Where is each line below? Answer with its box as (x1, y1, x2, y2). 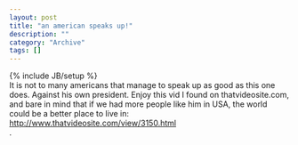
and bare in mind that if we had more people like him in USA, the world (9, 99, 268, 109)
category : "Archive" (9, 37, 86, 47)
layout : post (9, 12, 58, 22)
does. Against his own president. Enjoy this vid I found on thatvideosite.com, (9, 90, 290, 101)
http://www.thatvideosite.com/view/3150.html (9, 117, 176, 129)
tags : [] (9, 46, 42, 55)
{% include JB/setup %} (9, 70, 98, 81)
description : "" (9, 29, 69, 38)
